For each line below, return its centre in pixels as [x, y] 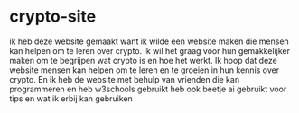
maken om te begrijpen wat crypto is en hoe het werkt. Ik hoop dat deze [144, 60]
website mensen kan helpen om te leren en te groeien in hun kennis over [145, 70]
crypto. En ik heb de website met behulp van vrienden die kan [125, 79]
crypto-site [53, 17]
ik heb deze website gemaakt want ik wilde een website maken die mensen [149, 41]
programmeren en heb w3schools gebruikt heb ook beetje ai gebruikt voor [148, 89]
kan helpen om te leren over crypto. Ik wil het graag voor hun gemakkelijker [150, 50]
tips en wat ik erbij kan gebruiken [71, 98]
